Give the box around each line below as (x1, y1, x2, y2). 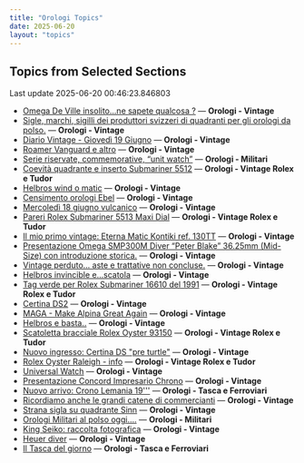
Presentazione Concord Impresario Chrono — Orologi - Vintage (22, 376, 262, 387)
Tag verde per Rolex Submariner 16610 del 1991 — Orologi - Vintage (22, 279, 279, 291)
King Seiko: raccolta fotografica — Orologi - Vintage (22, 424, 221, 435)
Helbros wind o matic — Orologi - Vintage (22, 182, 181, 193)
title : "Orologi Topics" (9, 13, 103, 23)
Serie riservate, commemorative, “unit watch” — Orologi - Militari (22, 153, 269, 164)
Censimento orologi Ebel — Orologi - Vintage (22, 192, 193, 203)
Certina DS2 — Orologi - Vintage (22, 299, 147, 310)
